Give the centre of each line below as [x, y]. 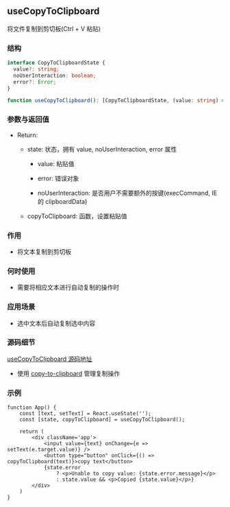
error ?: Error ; [35, 82]
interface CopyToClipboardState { [56, 63]
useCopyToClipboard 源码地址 [50, 359]
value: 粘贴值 [56, 163]
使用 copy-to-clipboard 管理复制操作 [68, 373]
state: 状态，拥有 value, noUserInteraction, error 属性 [102, 149]
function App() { [32, 408]
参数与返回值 [28, 119]
